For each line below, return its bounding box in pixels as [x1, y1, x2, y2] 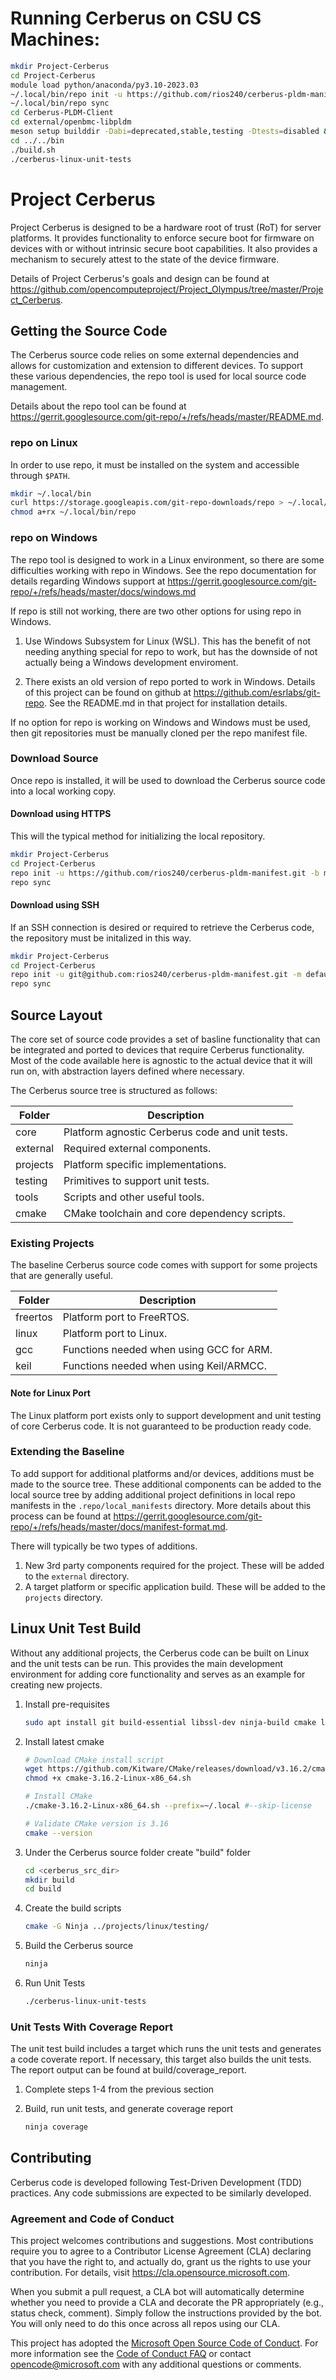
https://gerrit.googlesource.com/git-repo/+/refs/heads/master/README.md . [10, 411, 324, 423]
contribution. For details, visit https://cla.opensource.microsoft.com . [10, 2267, 291, 2279]
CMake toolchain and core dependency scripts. [63, 1207, 286, 1221]
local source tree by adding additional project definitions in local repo [10, 1488, 296, 1501]
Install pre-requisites [24, 1698, 110, 1710]
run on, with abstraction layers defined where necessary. [10, 1065, 245, 1077]
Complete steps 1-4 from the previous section [24, 2083, 215, 2096]
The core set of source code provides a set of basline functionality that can [10, 1033, 321, 1046]
